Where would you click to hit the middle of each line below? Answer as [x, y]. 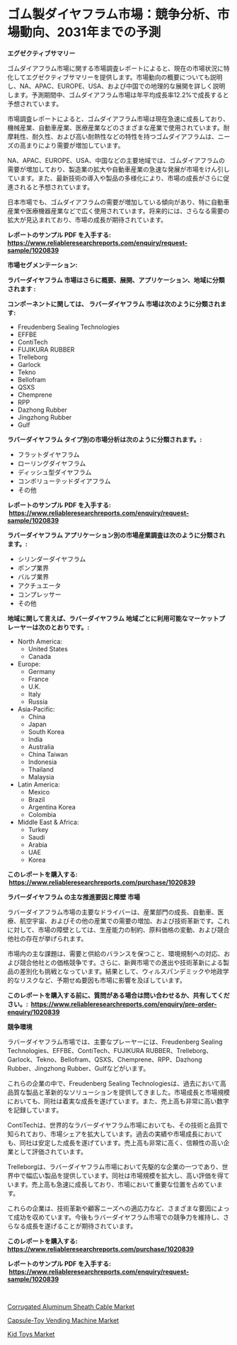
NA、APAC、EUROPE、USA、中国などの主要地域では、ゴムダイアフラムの [116, 160]
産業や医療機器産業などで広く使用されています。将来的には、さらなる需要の [118, 210]
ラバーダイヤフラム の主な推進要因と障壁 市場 [74, 896]
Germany [41, 671]
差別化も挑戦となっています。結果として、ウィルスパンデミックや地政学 [125, 971]
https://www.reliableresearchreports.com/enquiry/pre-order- [124, 1004]
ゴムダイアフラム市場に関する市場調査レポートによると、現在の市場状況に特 [118, 68]
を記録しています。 [35, 1110]
